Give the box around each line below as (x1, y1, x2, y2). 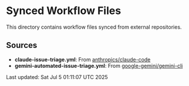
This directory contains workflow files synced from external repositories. (6, 23, 182, 30)
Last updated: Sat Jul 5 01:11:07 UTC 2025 (6, 73, 109, 80)
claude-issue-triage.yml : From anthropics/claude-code (14, 56, 151, 63)
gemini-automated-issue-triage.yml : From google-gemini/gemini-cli (14, 62, 183, 69)
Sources (6, 40, 38, 50)
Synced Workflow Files (6, 4, 122, 18)
